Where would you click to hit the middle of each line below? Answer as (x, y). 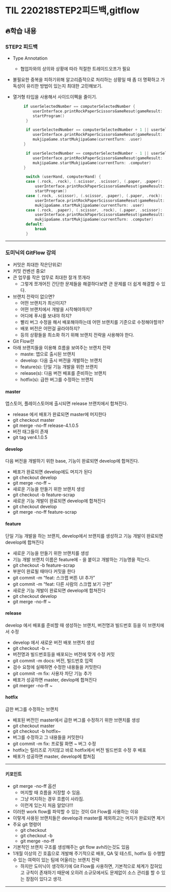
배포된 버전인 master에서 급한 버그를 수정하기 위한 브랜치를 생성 (76, 720)
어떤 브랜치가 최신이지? (43, 303)
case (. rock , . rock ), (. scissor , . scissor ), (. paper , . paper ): (94, 182)
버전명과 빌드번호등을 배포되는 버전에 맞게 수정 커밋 (64, 654)
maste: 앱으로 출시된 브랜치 (48, 354)
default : (35, 224)
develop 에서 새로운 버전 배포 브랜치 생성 (54, 642)
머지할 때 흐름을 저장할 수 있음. (51, 792)
